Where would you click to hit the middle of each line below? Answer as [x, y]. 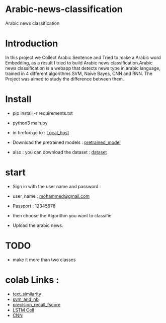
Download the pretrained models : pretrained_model [66, 142]
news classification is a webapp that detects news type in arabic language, [83, 68]
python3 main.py [30, 123]
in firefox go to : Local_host [41, 132]
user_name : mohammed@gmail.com [51, 196]
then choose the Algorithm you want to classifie [62, 215]
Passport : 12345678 [34, 206]
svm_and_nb [26, 299]
